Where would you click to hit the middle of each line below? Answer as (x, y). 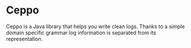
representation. (24, 39)
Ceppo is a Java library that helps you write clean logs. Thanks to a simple (95, 26)
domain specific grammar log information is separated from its (81, 32)
